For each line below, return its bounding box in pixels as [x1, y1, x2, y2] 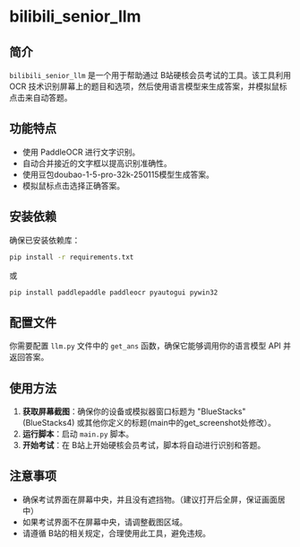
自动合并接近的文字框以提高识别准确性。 [21, 157, 172, 168]
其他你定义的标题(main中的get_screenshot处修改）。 [84, 418, 276, 428]
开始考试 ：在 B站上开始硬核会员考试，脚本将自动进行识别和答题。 [21, 440, 266, 450]
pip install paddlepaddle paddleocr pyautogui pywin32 [9, 287, 219, 297]
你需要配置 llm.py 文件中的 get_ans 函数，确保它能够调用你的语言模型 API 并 [9, 340, 292, 351]
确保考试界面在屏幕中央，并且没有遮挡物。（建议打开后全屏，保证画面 [21, 494, 278, 505]
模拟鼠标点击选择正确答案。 [21, 180, 125, 190]
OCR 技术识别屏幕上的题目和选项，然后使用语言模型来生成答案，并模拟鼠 [9, 81, 279, 92]
